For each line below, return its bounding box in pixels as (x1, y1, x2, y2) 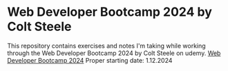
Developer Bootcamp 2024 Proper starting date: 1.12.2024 (7, 56, 173, 64)
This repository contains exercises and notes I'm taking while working (7, 41, 206, 50)
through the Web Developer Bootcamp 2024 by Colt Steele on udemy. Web (7, 49, 221, 57)
